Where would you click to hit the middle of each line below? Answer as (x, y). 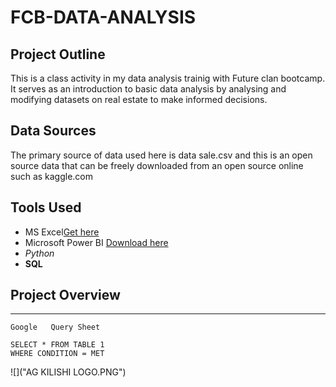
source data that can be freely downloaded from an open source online (157, 165)
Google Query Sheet (55, 327)
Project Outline (58, 54)
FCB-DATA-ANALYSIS (103, 17)
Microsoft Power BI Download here (96, 242)
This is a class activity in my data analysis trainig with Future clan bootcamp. (168, 78)
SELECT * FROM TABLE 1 (57, 345)
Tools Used (46, 207)
